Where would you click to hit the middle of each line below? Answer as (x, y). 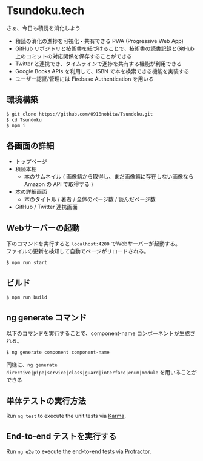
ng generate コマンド (47, 318)
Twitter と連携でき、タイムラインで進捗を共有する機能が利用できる (98, 64)
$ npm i (16, 125)
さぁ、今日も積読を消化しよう (43, 28)
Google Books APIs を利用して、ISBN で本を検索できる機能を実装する (102, 71)
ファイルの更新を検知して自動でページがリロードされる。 (78, 251)
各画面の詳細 (30, 146)
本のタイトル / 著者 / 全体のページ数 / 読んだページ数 (90, 199)
